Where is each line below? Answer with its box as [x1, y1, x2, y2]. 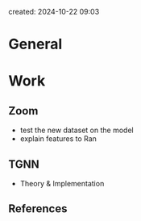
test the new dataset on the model [19, 125, 135, 136]
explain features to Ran [19, 134, 97, 144]
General [8, 35, 63, 53]
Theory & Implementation [19, 179, 105, 188]
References [8, 202, 68, 216]
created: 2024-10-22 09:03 [8, 7, 100, 16]
